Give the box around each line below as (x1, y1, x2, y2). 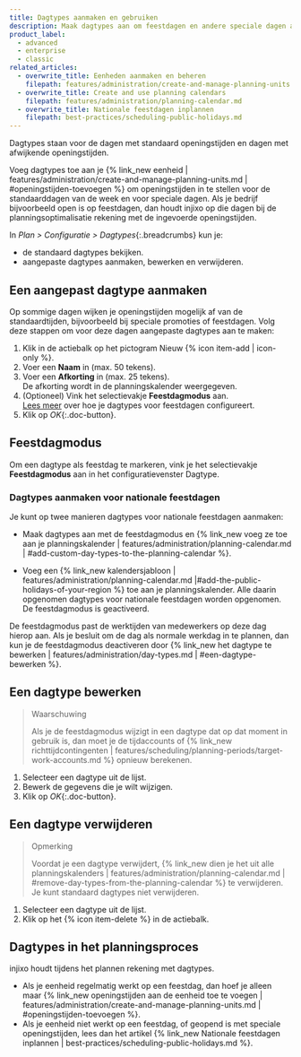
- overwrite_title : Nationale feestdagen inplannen (17, 105, 215, 114)
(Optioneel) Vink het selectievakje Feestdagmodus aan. (21, 390, 229, 401)
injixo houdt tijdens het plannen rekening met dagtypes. (9, 963, 215, 974)
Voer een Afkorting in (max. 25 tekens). (21, 371, 170, 382)
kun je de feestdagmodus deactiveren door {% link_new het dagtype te (9, 640, 272, 651)
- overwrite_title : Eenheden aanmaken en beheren (17, 72, 206, 81)
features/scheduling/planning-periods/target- (115, 745, 284, 756)
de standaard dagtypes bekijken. (21, 247, 144, 258)
